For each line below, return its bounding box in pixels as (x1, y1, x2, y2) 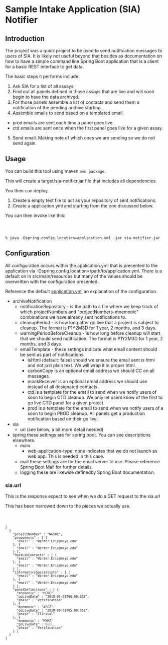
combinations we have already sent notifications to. (20, 314, 127, 320)
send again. (12, 140, 37, 146)
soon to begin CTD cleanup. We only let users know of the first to (27, 394, 163, 400)
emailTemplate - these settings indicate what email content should (20, 346, 157, 352)
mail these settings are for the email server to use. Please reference (20, 458, 160, 464)
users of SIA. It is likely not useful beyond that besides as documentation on (5, 53, 162, 59)
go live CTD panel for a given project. (27, 399, 105, 406)
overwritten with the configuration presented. (5, 278, 99, 284)
